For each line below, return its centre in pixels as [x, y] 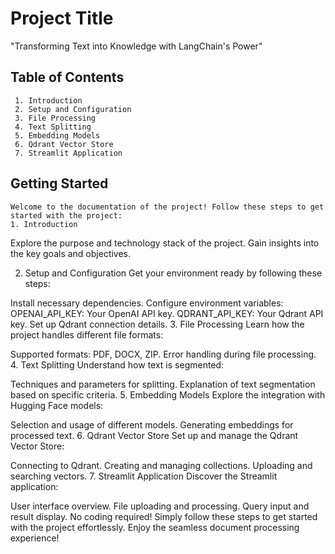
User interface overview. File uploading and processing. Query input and [160, 506]
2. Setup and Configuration [73, 109]
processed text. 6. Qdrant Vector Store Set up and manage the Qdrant [154, 435]
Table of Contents [67, 77]
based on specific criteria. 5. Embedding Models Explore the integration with [168, 394]
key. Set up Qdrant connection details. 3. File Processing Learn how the [157, 324]
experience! [35, 538]
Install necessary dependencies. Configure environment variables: [147, 303]
